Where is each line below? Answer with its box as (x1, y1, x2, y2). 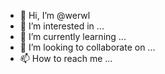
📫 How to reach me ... (19, 53, 113, 64)
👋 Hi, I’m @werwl (19, 10, 91, 21)
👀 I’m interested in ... (19, 20, 105, 32)
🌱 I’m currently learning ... (19, 31, 127, 42)
